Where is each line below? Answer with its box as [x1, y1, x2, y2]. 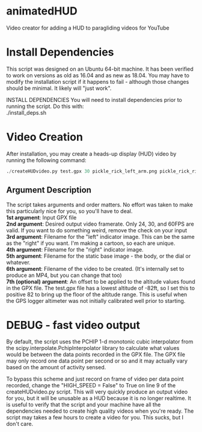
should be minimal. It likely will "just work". [6, 84, 112, 92]
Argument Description [6, 185, 92, 195]
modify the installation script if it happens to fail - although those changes [6, 78, 189, 85]
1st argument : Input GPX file [6, 214, 77, 221]
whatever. [6, 258, 31, 266]
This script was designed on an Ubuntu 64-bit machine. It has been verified [6, 65, 194, 72]
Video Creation [6, 130, 83, 144]
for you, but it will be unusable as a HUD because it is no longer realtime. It [6, 395, 191, 402]
